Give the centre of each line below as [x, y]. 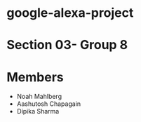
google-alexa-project [70, 13]
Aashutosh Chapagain [49, 104]
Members [35, 77]
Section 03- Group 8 [67, 45]
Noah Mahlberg [39, 97]
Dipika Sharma [38, 111]
